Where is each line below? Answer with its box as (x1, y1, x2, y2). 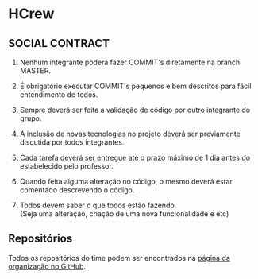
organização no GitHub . (8, 262, 86, 271)
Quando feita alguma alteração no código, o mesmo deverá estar (19, 176, 233, 186)
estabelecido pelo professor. (19, 161, 114, 171)
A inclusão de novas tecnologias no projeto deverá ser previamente (19, 129, 241, 138)
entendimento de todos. (19, 90, 98, 99)
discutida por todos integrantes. (19, 138, 125, 147)
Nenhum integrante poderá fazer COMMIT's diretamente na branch (19, 57, 241, 67)
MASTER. (19, 66, 52, 76)
